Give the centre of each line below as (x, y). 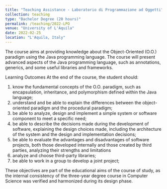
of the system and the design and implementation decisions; (74, 134)
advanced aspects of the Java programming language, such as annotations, (83, 62)
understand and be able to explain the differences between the (77, 102)
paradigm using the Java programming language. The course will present (80, 57)
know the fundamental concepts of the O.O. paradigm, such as (76, 87)
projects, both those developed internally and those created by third (82, 145)
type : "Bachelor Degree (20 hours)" (43, 19)
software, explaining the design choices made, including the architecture (87, 129)
